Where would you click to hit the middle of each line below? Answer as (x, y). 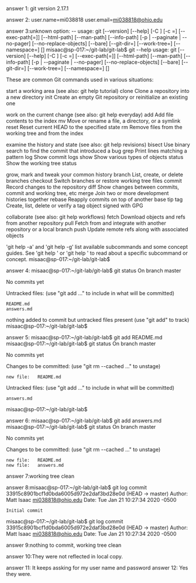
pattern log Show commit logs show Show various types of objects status (95, 157)
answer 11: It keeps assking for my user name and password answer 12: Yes (97, 568)
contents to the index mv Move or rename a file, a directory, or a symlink (93, 121)
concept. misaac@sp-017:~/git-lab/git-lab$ (58, 259)
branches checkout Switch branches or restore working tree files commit (94, 181)
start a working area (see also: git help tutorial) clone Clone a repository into (98, 91)
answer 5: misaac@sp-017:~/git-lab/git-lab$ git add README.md (84, 337)
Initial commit (25, 511)
